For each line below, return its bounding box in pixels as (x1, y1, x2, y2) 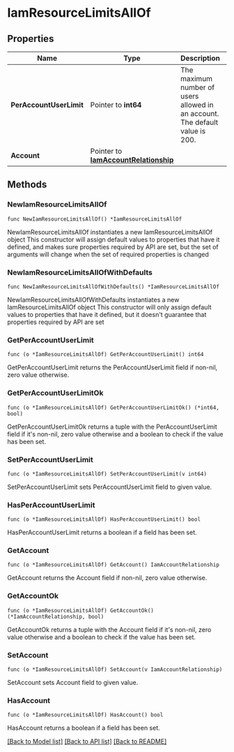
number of (180, 82, 214, 92)
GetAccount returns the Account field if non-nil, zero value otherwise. (7, 574, 208, 582)
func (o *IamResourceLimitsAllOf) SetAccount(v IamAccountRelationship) (7, 666, 223, 673)
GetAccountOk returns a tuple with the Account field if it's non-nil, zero (7, 625, 212, 633)
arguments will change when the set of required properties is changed (7, 250, 209, 258)
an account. (180, 109, 219, 118)
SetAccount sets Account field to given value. (7, 679, 139, 687)
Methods (7, 179, 47, 191)
